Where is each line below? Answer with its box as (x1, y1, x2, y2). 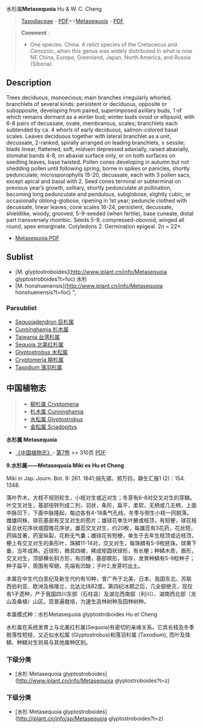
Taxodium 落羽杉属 (14, 363, 62, 371)
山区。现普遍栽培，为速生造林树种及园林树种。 (32, 598, 149, 605)
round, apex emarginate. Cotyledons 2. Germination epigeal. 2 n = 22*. (6, 222, 182, 230)
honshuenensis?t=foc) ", (14, 289, 77, 296)
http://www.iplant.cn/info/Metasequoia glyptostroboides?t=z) (17, 677, 170, 684)
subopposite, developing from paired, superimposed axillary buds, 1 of (6, 107, 182, 114)
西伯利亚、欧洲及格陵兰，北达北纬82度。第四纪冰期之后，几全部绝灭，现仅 (6, 583, 193, 590)
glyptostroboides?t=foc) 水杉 (14, 275, 88, 282)
